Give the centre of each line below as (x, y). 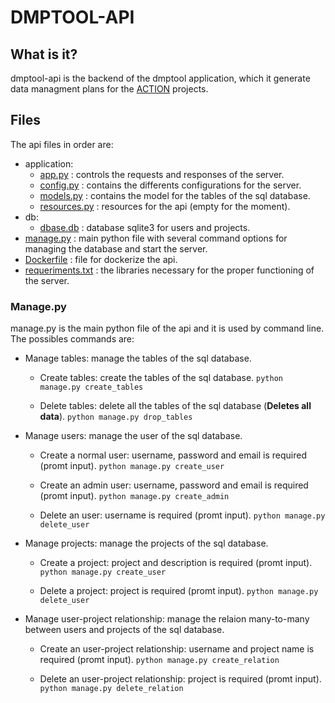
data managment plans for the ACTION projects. (109, 89)
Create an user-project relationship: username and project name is (177, 649)
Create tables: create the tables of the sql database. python (161, 378)
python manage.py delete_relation (111, 689)
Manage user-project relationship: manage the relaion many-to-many (167, 619)
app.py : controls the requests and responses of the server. (162, 174)
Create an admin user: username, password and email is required (174, 485)
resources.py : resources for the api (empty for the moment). (165, 206)
